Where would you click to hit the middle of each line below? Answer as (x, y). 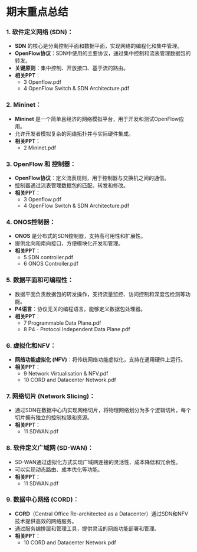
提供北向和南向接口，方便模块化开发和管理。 (69, 243)
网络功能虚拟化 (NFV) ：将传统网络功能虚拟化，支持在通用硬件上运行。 (100, 359)
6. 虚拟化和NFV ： (31, 345)
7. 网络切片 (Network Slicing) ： (51, 396)
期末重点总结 (37, 12)
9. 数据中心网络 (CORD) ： (42, 499)
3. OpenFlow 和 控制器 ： (41, 164)
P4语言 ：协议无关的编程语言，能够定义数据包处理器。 (80, 309)
